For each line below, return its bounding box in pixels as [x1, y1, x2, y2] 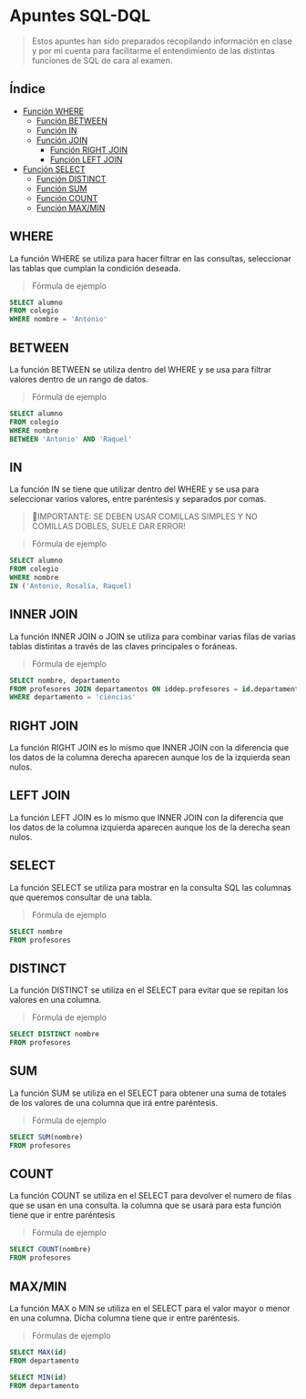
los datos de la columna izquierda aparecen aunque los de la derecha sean [9, 822, 291, 832]
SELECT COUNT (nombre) [9, 1245, 92, 1254]
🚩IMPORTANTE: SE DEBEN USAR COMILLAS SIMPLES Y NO [31, 511, 258, 522]
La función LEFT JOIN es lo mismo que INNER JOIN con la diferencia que [9, 812, 284, 822]
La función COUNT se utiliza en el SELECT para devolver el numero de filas [9, 1190, 292, 1201]
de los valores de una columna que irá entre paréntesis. [9, 1097, 219, 1108]
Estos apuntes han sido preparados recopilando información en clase [31, 36, 293, 46]
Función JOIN [36, 134, 88, 146]
